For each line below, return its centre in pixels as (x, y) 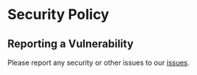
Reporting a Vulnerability (70, 44)
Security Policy (59, 15)
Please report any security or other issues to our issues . (99, 62)
